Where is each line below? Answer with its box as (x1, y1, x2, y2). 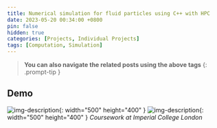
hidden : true (7, 29, 45, 36)
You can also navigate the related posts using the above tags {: (23, 61, 207, 68)
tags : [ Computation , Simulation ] (7, 42, 103, 49)
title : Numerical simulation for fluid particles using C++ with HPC (7, 10, 211, 17)
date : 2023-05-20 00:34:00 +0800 (7, 16, 103, 23)
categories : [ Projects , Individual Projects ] (7, 36, 139, 42)
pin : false (7, 23, 38, 29)
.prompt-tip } (23, 68, 60, 76)
